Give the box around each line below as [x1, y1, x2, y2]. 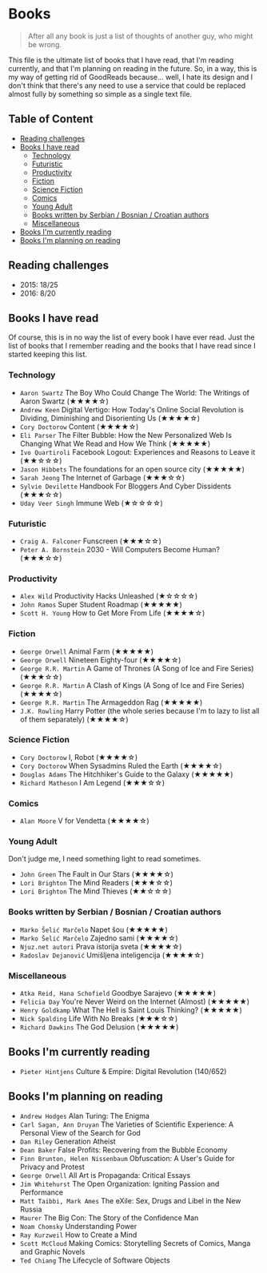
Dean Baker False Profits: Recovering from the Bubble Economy [19, 1144, 228, 1155]
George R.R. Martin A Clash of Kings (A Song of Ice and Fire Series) [19, 680, 245, 690]
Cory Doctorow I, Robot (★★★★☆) [19, 752, 138, 762]
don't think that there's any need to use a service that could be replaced [8, 81, 246, 90]
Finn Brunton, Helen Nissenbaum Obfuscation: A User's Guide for [19, 1153, 235, 1163]
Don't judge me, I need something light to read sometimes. [8, 854, 201, 864]
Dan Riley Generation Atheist [19, 1136, 116, 1146]
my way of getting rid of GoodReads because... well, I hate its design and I [8, 72, 253, 82]
